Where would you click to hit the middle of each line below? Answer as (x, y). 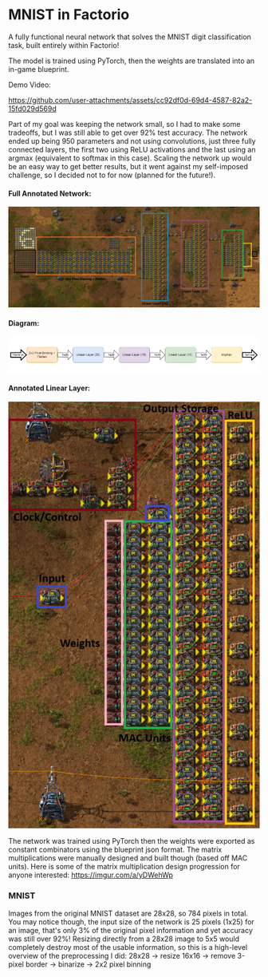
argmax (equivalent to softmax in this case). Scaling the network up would (130, 158)
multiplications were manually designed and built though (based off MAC (128, 858)
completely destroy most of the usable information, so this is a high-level (128, 947)
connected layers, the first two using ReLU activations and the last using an (132, 149)
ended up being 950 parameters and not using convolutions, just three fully (132, 140)
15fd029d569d (33, 109)
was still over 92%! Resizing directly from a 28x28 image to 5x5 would (124, 939)
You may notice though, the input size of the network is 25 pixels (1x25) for (132, 922)
